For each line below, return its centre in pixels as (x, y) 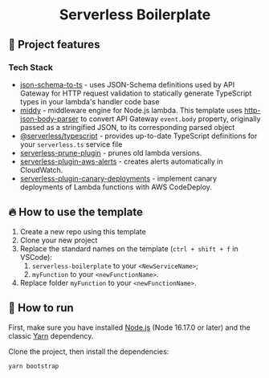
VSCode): (36, 257)
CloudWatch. (41, 169)
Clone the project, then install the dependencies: (89, 352)
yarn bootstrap (34, 366)
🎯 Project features (54, 45)
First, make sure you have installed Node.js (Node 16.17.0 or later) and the (129, 327)
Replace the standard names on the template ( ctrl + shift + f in (129, 248)
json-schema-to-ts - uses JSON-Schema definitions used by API (127, 84)
